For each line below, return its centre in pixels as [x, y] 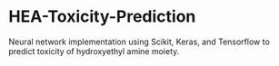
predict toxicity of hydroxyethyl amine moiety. [94, 51]
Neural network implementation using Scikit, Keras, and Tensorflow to [139, 42]
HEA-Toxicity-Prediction [102, 17]
